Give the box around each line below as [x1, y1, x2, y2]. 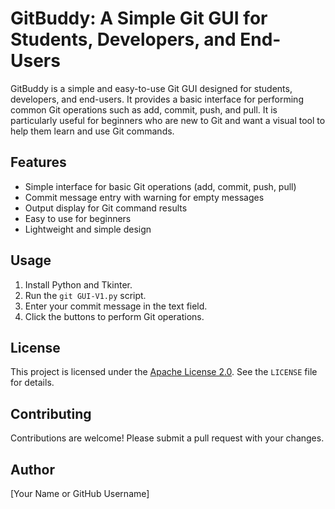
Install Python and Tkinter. [24, 278, 133, 291]
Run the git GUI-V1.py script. [24, 289, 147, 301]
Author [10, 461, 55, 478]
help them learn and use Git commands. [10, 125, 175, 137]
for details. [10, 377, 55, 389]
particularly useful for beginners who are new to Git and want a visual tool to [10, 114, 326, 126]
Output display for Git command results [24, 202, 188, 214]
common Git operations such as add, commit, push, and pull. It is [10, 103, 278, 116]
